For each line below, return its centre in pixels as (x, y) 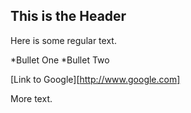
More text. (31, 98)
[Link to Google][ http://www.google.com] (95, 79)
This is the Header (68, 16)
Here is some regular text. (63, 40)
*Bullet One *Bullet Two (60, 60)
